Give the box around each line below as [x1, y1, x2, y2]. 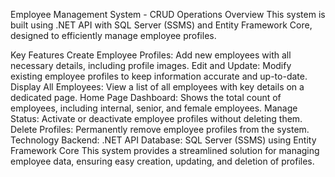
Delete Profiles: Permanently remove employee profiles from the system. [10, 124, 310, 135]
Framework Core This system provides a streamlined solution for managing [10, 145, 320, 156]
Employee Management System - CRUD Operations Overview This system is [10, 9, 326, 20]
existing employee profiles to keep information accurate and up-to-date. [10, 70, 308, 82]
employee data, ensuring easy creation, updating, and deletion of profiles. [10, 155, 315, 167]
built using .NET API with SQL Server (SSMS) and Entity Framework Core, [10, 19, 313, 31]
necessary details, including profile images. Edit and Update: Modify [10, 60, 292, 71]
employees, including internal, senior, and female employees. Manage [10, 102, 298, 114]
